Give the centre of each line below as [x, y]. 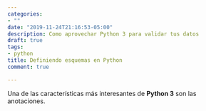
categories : [25, 14]
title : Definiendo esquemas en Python [65, 60]
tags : [15, 47]
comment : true [29, 67]
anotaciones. [26, 101]
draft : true [25, 41]
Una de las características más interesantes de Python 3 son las [102, 93]
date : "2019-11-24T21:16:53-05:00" [60, 27]
